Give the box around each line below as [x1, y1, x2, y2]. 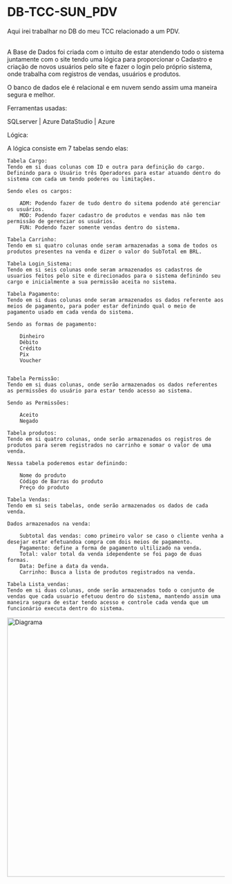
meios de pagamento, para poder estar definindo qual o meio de [7, 302, 196, 310]
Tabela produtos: [7, 429, 57, 436]
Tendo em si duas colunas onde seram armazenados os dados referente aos [7, 297, 224, 303]
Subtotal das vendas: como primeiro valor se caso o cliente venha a [19, 532, 224, 539]
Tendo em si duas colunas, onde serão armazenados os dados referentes [7, 381, 217, 388]
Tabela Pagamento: [7, 290, 60, 297]
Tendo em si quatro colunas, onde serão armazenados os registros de [7, 435, 212, 442]
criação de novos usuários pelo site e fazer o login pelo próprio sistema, [7, 62, 213, 70]
